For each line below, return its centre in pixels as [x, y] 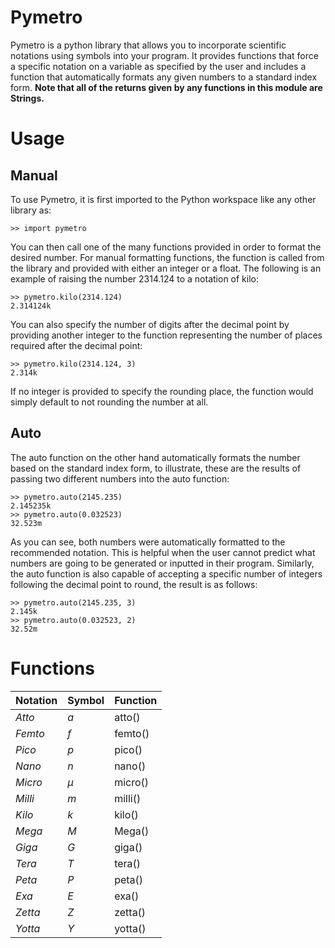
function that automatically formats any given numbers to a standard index [164, 77]
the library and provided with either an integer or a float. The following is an [166, 268]
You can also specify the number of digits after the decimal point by [150, 324]
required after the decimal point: [76, 345]
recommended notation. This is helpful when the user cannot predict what [163, 552]
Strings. [27, 98]
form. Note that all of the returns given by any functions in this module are [166, 87]
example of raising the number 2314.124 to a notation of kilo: [135, 278]
